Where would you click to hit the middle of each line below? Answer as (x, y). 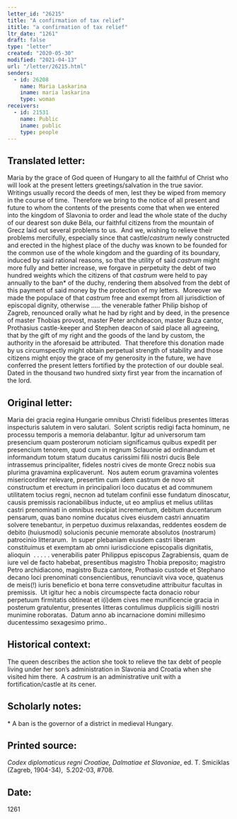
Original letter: (40, 402)
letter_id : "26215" (36, 14)
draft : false (27, 40)
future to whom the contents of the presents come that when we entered (113, 208)
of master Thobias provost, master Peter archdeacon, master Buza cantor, (115, 320)
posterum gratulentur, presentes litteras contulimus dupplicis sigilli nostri (113, 607)
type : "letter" (30, 47)
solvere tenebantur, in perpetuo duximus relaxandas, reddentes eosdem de (117, 525)
